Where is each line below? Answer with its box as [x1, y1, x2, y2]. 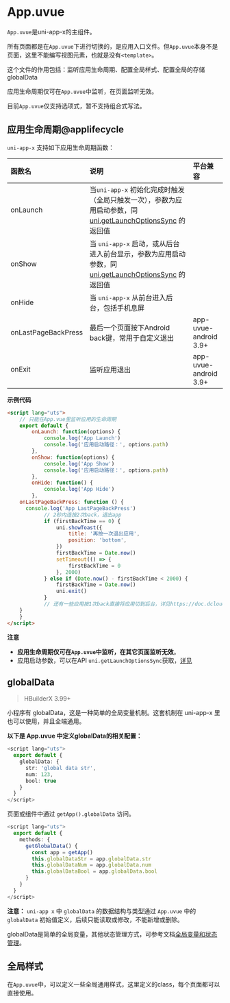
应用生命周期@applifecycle [7, 124, 125, 136]
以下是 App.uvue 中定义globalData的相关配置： [7, 732, 142, 740]
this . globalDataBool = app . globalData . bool [31, 868, 157, 875]
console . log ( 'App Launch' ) [43, 435, 121, 442]
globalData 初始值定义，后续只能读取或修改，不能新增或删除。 [7, 915, 183, 923]
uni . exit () [55, 588, 88, 595]
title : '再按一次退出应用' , [68, 531, 140, 537]
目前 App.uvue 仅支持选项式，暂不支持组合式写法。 [7, 101, 146, 110]
